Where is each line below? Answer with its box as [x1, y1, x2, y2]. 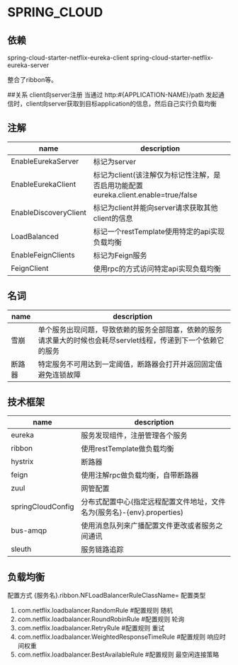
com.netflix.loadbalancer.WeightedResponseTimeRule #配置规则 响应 [17, 632, 220, 641]
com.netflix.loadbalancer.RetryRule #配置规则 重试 [17, 624, 165, 632]
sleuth [11, 544, 32, 554]
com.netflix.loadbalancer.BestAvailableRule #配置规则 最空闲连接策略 [17, 650, 220, 659]
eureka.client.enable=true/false [93, 190, 198, 199]
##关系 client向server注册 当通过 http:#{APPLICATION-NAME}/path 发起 [7, 91, 219, 99]
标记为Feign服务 [93, 250, 147, 260]
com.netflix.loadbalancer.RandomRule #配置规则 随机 [17, 606, 174, 615]
